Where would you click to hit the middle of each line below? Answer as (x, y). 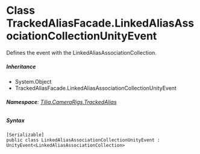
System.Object (33, 81)
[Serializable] (25, 135)
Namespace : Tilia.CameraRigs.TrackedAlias (61, 102)
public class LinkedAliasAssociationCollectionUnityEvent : (83, 140)
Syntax (16, 120)
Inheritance (21, 66)
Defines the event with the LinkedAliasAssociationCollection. (81, 52)
